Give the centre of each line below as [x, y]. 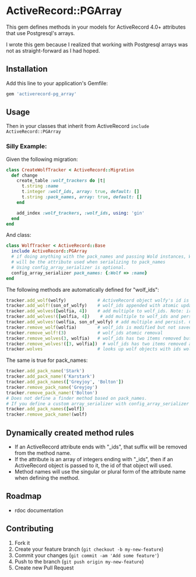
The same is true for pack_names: [47, 360]
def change [24, 175]
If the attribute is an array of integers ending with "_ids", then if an [94, 459]
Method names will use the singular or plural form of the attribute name [100, 472]
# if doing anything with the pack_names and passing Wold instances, [99, 257]
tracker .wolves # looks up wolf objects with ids [94, 349]
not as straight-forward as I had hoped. [53, 50]
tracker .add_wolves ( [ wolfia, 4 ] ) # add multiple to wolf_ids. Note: [95, 311]
